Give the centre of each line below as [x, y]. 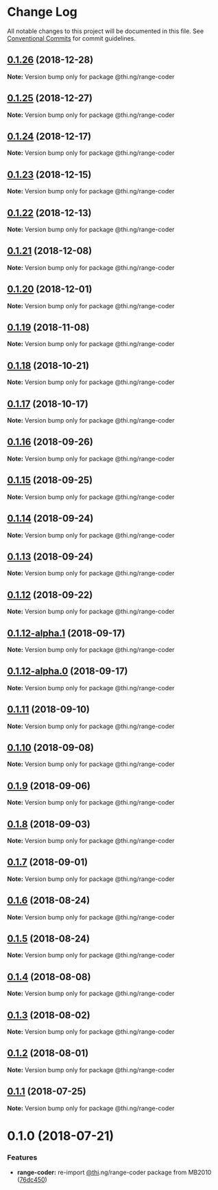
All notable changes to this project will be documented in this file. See [106, 31]
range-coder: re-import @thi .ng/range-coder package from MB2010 [114, 1172]
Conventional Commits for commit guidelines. [71, 38]
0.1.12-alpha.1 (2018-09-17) [66, 633]
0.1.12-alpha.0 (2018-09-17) [68, 671]
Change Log [42, 12]
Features [22, 1157]
